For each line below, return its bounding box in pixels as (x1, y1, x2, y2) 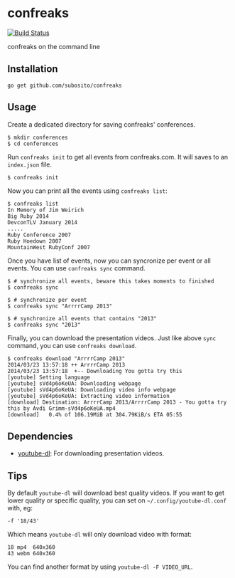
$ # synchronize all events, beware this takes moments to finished (7, 278, 214, 285)
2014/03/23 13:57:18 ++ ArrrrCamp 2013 (7, 361, 126, 368)
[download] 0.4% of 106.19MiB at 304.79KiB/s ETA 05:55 (7, 411, 182, 418)
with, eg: (7, 504, 33, 513)
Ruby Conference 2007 (7, 231, 72, 238)
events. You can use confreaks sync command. (7, 263, 146, 272)
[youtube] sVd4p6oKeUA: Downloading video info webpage (7, 386, 176, 393)
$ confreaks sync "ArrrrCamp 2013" (7, 303, 113, 310)
